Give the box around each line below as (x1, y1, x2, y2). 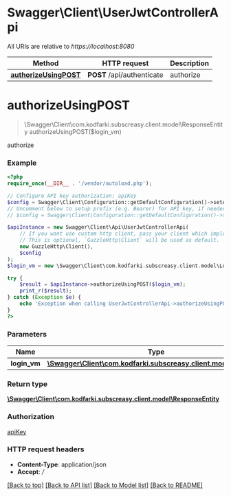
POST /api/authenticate (87, 70, 164, 80)
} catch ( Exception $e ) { (7, 294, 81, 301)
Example (7, 158, 37, 168)
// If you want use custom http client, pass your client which (19, 230, 208, 238)
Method (32, 58, 59, 68)
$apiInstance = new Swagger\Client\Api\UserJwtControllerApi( (7, 224, 189, 231)
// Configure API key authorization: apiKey (7, 192, 137, 199)
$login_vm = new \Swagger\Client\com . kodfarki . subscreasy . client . (7, 262, 201, 269)
